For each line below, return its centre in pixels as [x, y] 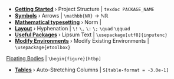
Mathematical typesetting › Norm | [58, 22]
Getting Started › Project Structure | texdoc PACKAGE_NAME [84, 9]
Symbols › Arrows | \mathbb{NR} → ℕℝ [62, 16]
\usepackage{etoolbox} [42, 47]
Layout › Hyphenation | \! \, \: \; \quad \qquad [72, 28]
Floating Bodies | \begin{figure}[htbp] [54, 58]
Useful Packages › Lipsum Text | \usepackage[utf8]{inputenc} [91, 35]
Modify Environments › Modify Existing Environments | [82, 41]
